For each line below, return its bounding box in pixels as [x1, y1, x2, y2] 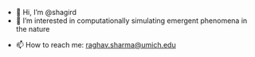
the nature [15, 25, 50, 33]
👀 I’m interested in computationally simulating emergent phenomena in [15, 16, 248, 25]
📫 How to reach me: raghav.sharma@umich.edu [15, 40, 177, 49]
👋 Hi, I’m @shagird [15, 8, 77, 17]
